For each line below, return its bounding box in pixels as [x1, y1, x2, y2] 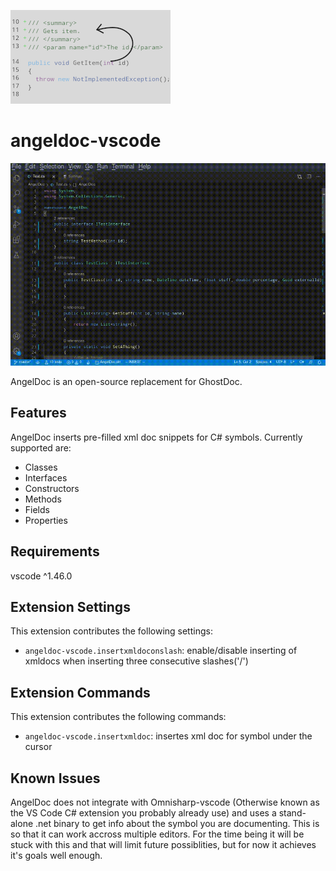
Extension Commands [10, 684, 151, 701]
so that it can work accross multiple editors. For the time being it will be [10, 828, 305, 840]
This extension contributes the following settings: [10, 625, 213, 637]
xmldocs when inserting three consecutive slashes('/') [24, 655, 249, 667]
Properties [24, 514, 68, 526]
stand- [278, 807, 307, 819]
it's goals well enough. [10, 850, 103, 861]
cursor [24, 741, 53, 753]
